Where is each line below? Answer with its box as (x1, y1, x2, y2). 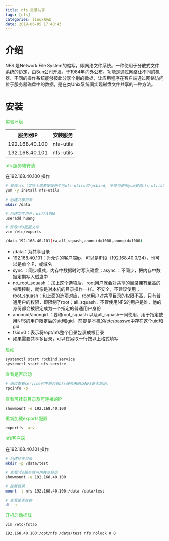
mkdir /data (5, 202, 30, 207)
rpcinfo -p (5, 386, 28, 391)
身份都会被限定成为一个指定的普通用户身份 (12, 305, 101, 311)
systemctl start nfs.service (5, 361, 66, 366)
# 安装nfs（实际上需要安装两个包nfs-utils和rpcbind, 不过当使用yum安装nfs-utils (5, 183, 163, 188)
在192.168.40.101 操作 (5, 446, 49, 452)
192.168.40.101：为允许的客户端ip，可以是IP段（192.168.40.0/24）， (12, 255, 151, 261)
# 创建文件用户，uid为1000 (5, 211, 56, 216)
